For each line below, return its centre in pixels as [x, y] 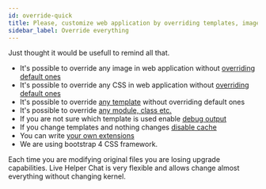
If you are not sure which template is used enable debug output [123, 119]
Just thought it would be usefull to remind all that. [89, 53]
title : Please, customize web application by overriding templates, [123, 23]
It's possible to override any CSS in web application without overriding [134, 85]
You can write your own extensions [77, 136]
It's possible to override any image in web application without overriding [137, 68]
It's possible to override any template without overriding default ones [132, 102]
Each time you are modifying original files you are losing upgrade [114, 160]
